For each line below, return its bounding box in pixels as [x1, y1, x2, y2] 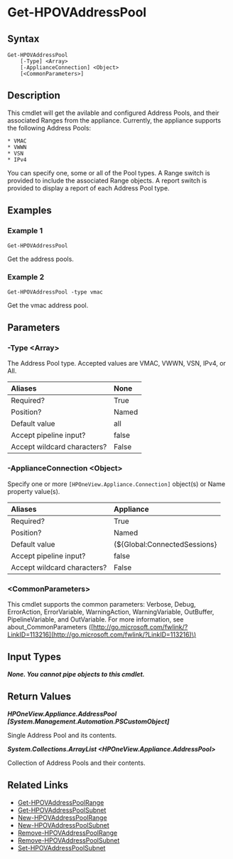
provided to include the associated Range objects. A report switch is [7, 176, 207, 185]
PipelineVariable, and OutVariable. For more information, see [7, 615, 184, 624]
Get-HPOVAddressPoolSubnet [17, 806, 107, 814]
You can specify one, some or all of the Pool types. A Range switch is [7, 168, 211, 177]
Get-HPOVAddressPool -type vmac [7, 288, 103, 296]
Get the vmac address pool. [7, 301, 89, 309]
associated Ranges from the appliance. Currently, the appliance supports [7, 115, 222, 125]
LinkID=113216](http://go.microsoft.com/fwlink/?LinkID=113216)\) [7, 630, 197, 639]
